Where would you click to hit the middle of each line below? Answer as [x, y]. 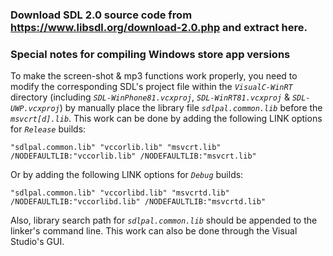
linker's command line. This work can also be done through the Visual [154, 231]
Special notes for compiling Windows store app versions [150, 54]
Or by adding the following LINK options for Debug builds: [127, 175]
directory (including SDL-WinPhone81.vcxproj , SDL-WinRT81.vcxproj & [150, 97]
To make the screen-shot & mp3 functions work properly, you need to [154, 76]
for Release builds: [48, 129]
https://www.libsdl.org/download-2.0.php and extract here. [159, 27]
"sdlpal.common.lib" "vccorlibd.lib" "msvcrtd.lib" [120, 193]
